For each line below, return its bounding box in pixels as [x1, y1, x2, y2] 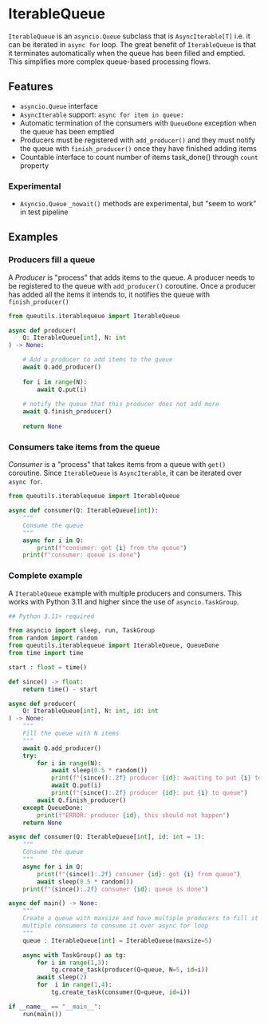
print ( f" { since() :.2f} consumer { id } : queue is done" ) [22, 885, 209, 893]
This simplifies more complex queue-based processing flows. [8, 57, 211, 66]
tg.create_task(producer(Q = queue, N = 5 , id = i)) [50, 966, 209, 974]
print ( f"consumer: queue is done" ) [22, 551, 141, 560]
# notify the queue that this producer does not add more [22, 401, 219, 409]
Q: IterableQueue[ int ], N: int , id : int [22, 707, 159, 716]
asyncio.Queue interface [19, 101, 98, 110]
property [19, 161, 49, 170]
